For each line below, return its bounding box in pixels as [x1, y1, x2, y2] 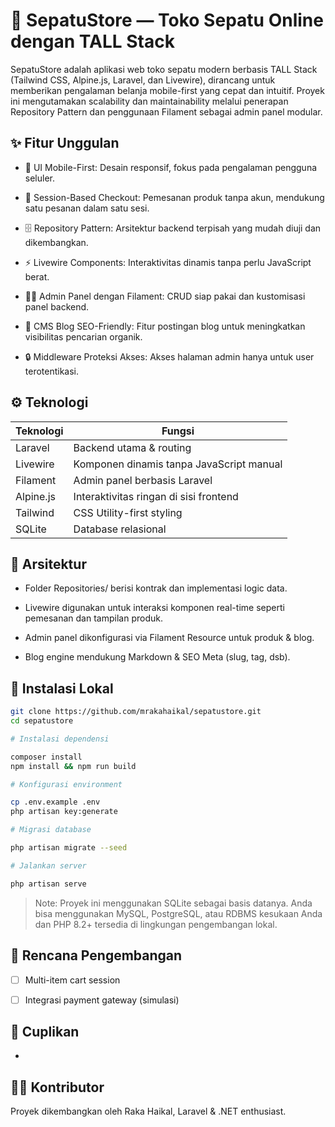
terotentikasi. [24, 365, 80, 377]
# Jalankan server [10, 860, 87, 871]
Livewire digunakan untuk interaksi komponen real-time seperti [24, 602, 285, 614]
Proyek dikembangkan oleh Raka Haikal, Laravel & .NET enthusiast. [10, 1105, 287, 1118]
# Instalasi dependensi [10, 734, 110, 744]
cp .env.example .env [10, 797, 101, 808]
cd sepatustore [10, 716, 74, 726]
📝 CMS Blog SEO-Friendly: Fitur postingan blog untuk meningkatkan [24, 320, 306, 332]
